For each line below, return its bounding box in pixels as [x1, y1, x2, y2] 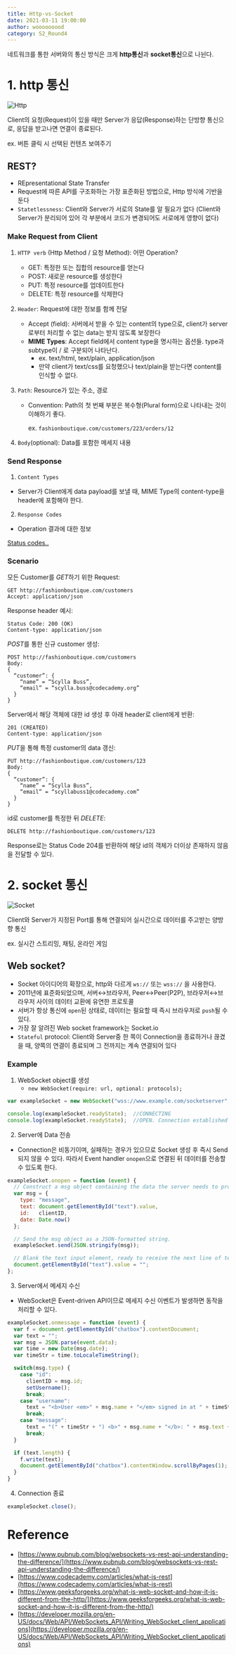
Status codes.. [7, 538, 49, 547]
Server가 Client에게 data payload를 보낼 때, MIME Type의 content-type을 [17, 487, 225, 495]
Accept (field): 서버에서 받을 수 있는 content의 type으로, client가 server [27, 319, 228, 328]
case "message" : [20, 1417, 68, 1424]
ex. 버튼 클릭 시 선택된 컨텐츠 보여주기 [7, 139, 112, 148]
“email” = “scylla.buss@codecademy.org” [20, 684, 140, 692]
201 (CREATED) [7, 724, 49, 731]
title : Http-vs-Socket [7, 10, 74, 18]
